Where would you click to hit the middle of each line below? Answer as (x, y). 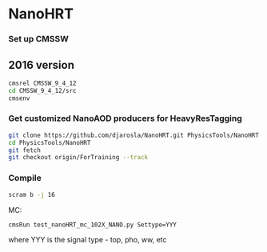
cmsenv (19, 98)
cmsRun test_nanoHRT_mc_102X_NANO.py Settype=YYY (93, 225)
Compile (25, 178)
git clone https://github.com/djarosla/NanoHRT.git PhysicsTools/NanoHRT (134, 135)
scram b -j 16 (32, 194)
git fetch (25, 150)
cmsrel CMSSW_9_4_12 (43, 83)
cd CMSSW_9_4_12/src (43, 90)
